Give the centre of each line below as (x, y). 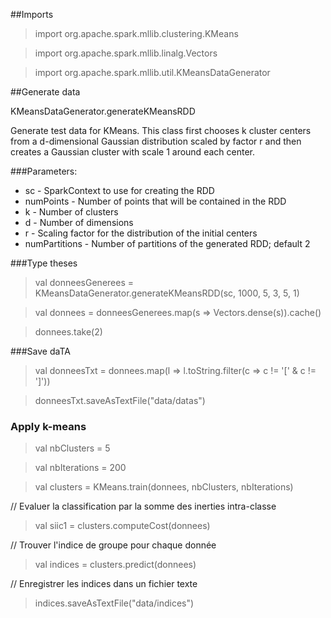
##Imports (32, 14)
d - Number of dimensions (79, 222)
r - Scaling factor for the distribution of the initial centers (141, 233)
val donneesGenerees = (84, 282)
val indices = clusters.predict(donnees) (115, 565)
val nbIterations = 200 (80, 468)
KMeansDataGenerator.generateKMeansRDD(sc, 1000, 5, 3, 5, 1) (167, 293)
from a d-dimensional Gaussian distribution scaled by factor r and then (156, 141)
